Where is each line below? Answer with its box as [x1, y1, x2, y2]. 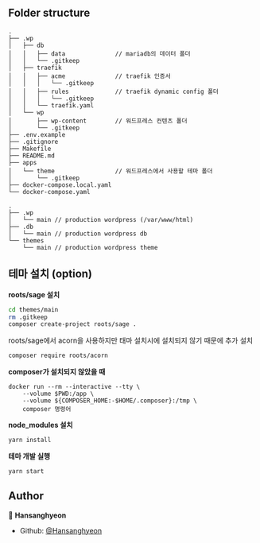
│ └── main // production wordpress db [8, 230, 148, 238]
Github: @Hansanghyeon [19, 526, 102, 535]
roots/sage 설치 [8, 289, 60, 299]
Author [8, 489, 44, 503]
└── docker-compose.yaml [8, 188, 91, 196]
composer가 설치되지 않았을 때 [8, 367, 106, 377]
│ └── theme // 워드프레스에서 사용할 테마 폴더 [8, 167, 213, 175]
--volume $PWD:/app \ [22, 390, 94, 398]
